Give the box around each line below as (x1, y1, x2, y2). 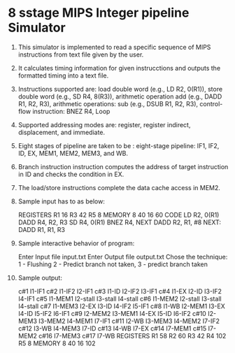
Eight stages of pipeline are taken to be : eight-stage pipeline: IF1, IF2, (17, 141, 220, 150)
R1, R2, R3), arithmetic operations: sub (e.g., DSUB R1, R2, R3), (17, 99, 199, 108)
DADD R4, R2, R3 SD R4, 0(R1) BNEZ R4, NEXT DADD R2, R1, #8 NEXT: (17, 218, 222, 226)
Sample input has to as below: (17, 197, 106, 206)
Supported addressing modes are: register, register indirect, (17, 120, 191, 129)
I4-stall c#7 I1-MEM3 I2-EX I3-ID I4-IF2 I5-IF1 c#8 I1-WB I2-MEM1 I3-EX (17, 302, 226, 310)
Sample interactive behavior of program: (17, 239, 135, 247)
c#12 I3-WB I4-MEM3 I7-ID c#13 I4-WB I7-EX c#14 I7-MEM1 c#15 (17, 324, 207, 333)
